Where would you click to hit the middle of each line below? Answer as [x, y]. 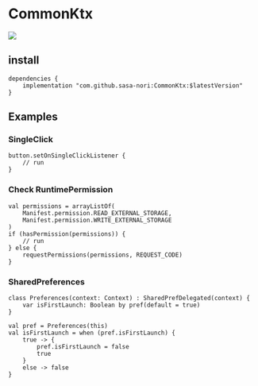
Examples [33, 117]
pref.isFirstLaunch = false [83, 347]
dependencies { [33, 79]
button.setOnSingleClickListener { [67, 156]
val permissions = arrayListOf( [62, 206]
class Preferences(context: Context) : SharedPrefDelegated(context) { [129, 299]
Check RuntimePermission [61, 190]
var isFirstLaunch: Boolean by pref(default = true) [112, 305]
